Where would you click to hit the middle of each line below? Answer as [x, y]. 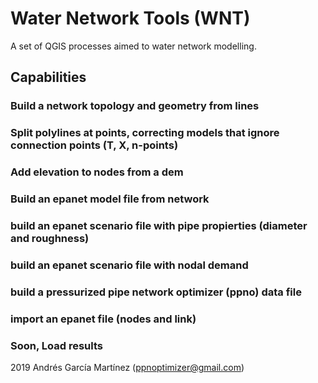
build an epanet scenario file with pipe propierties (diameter [159, 225]
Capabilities [48, 77]
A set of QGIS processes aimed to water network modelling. [133, 46]
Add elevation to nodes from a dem [97, 172]
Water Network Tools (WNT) [130, 18]
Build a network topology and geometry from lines [135, 106]
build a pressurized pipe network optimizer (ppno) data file [156, 292]
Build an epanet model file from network [110, 199]
